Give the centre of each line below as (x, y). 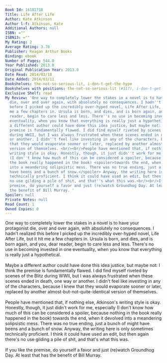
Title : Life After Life (30, 14)
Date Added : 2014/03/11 (30, 79)
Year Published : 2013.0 (30, 65)
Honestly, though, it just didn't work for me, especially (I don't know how (80, 308)
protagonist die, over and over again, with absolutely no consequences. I (80, 228)
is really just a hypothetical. (33, 255)
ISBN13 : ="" (17, 38)
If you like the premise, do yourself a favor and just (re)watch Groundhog (80, 350)
